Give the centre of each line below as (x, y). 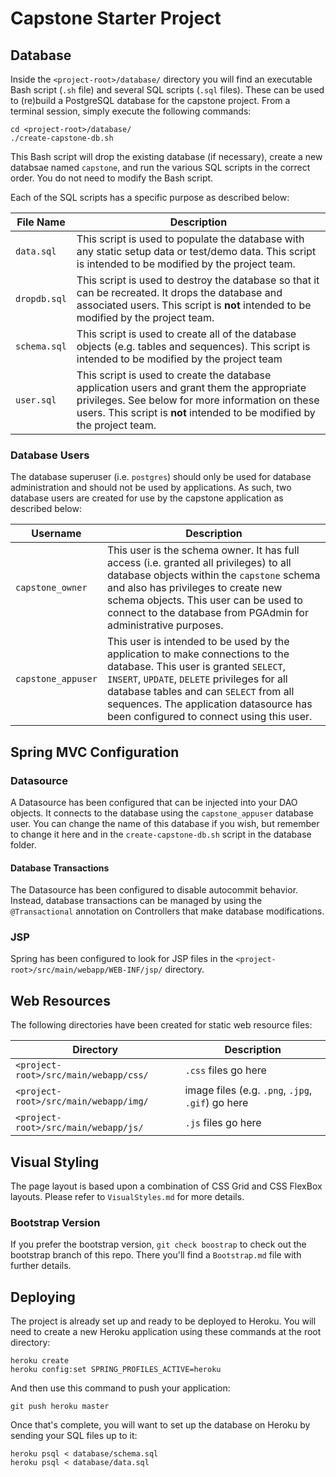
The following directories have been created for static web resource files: (161, 1025)
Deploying (43, 1297)
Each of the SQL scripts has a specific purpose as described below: (150, 197)
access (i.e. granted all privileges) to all (199, 563)
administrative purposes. (165, 625)
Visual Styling (55, 1162)
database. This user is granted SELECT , (196, 667)
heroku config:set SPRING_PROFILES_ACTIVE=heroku (116, 1370)
